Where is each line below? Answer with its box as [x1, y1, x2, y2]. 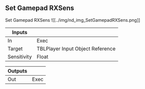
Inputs [12, 29, 28, 36]
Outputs [7, 67, 27, 74]
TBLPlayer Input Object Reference [36, 45, 116, 52]
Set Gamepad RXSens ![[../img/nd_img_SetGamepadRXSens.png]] [5, 17, 141, 23]
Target [7, 45, 23, 52]
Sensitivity [7, 53, 32, 60]
